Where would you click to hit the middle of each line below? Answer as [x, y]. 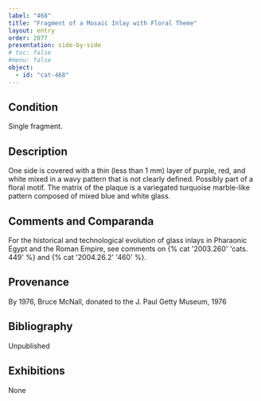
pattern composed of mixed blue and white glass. [90, 196]
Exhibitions [37, 371]
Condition [33, 107]
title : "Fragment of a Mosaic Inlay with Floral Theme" [103, 23]
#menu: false [30, 61]
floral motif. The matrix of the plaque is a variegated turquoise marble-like [129, 187]
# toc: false [30, 53]
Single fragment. [35, 126]
